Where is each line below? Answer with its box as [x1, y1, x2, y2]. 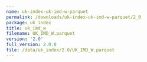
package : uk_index [6, 19, 51, 25]
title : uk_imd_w [6, 25, 46, 31]
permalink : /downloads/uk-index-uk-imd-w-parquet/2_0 [6, 14, 142, 20]
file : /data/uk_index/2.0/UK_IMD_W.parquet [6, 47, 115, 53]
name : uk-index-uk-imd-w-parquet [6, 8, 89, 15]
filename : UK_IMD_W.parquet [6, 31, 76, 37]
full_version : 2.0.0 [6, 42, 57, 48]
